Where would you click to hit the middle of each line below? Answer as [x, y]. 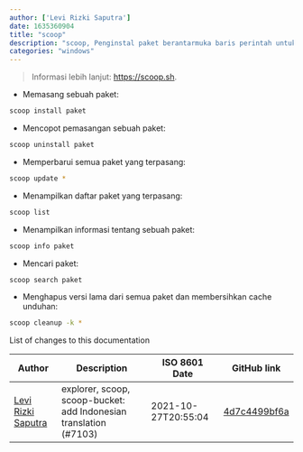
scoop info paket [42, 246]
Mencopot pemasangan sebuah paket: [94, 128]
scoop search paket [46, 280]
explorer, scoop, [96, 389]
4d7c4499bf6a [256, 411]
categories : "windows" [52, 51]
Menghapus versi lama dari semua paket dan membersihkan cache [147, 297]
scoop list [30, 212]
